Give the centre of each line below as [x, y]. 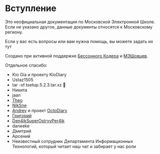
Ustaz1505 [23, 80]
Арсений [21, 136]
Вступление [31, 8]
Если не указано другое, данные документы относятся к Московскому [79, 27]
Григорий [22, 115]
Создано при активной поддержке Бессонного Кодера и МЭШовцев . [77, 56]
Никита [20, 90]
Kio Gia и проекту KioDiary [39, 74]
